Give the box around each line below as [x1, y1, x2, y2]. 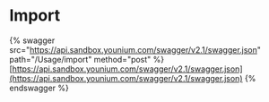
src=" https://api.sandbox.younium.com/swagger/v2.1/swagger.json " [9, 44, 262, 55]
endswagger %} [9, 82, 69, 93]
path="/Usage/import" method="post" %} [9, 54, 165, 64]
